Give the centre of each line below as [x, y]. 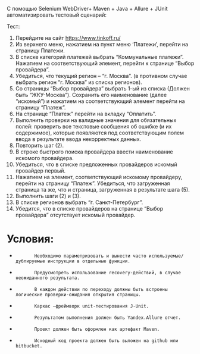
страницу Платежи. [40, 51]
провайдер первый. [40, 171]
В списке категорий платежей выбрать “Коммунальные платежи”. [99, 57]
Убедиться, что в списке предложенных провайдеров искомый [96, 164]
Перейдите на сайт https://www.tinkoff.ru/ [68, 38]
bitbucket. [29, 346]
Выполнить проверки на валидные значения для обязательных [96, 120]
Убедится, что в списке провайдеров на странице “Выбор [89, 209]
